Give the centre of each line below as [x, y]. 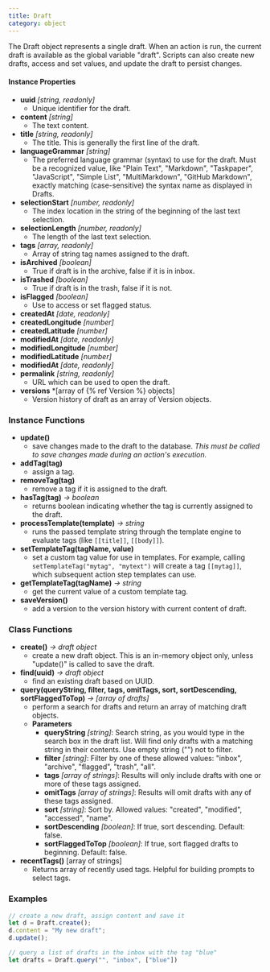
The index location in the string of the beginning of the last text [136, 211]
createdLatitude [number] [64, 330]
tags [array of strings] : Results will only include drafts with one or [153, 776]
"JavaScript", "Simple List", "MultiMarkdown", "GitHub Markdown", [142, 176]
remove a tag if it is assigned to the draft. [100, 489]
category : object [37, 23]
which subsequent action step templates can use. [114, 574]
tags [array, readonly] [57, 245]
